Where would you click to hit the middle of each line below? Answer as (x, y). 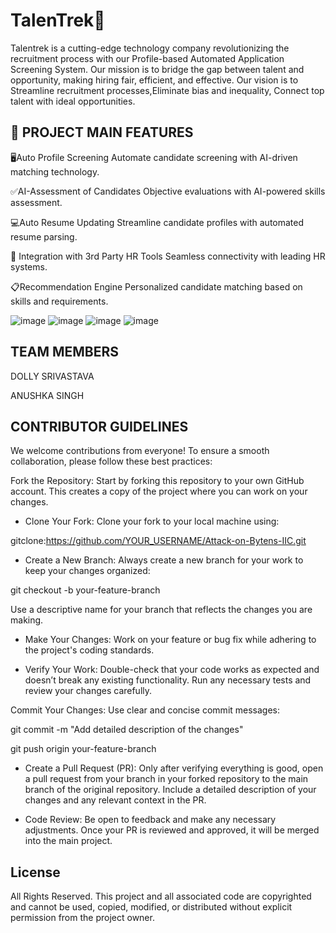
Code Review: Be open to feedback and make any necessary (150, 820)
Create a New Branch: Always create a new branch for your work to (164, 560)
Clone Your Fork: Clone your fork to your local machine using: (152, 521)
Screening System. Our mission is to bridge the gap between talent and (157, 69)
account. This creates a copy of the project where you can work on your (159, 491)
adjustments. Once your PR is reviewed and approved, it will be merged (172, 830)
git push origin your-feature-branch (83, 749)
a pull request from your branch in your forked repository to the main (166, 779)
